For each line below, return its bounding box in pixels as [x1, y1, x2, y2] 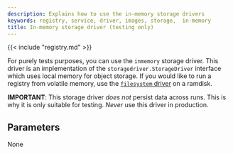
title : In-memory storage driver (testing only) [7, 23, 154, 31]
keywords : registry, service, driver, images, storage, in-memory [7, 17, 212, 24]
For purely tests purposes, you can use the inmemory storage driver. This [7, 57, 219, 65]
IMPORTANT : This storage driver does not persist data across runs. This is [7, 93, 227, 101]
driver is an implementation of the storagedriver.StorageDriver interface [7, 65, 222, 73]
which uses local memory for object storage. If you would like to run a [7, 72, 212, 80]
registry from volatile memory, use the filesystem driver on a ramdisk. [7, 79, 213, 88]
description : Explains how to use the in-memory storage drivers [7, 10, 205, 18]
